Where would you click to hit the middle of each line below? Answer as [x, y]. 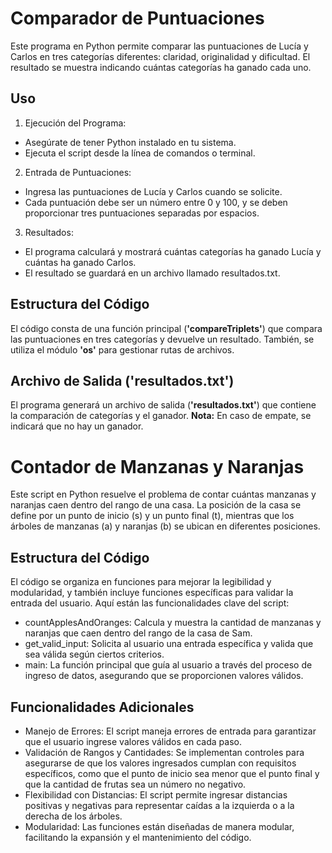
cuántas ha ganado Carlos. [80, 262]
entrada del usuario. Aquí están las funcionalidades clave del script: [150, 603]
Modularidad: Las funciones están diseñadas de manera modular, [159, 826]
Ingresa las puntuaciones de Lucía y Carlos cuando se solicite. [153, 191]
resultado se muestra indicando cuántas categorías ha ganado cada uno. [161, 67]
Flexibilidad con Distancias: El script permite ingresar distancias [156, 794]
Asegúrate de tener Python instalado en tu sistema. [130, 142]
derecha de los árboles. [73, 816]
